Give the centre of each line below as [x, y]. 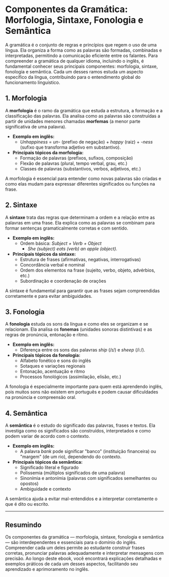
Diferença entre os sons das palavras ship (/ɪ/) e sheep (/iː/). [82, 350]
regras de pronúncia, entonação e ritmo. [47, 335]
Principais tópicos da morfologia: [48, 152]
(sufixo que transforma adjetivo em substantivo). [70, 147]
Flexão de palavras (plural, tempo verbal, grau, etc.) [74, 163]
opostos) [29, 483]
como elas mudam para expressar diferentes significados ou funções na [80, 184]
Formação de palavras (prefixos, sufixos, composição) [76, 158]
